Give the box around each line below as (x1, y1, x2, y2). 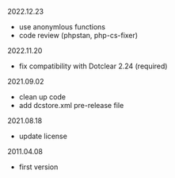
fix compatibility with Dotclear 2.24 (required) (18, 61, 168, 71)
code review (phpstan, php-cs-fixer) (18, 31, 139, 40)
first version (18, 162, 59, 172)
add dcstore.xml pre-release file (18, 101, 124, 110)
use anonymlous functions (18, 22, 106, 31)
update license (18, 131, 68, 141)
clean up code (18, 92, 67, 102)
